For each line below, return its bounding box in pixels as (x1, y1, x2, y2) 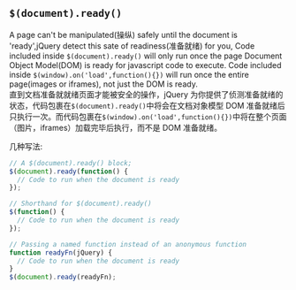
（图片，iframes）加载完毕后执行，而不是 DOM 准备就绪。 (9, 122, 223, 133)
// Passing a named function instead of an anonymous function (9, 240, 247, 248)
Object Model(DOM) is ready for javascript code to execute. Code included (9, 59, 282, 70)
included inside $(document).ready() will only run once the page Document (9, 50, 283, 61)
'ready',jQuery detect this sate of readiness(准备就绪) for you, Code (9, 40, 255, 51)
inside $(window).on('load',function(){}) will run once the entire (9, 69, 249, 80)
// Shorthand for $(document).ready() (9, 199, 152, 209)
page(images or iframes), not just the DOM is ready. (9, 79, 199, 89)
